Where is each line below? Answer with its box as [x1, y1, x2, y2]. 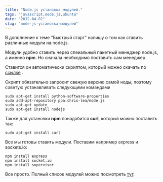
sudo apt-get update [5, 102, 48, 108]
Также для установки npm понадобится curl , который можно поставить [5, 116, 158, 122]
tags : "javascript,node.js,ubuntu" [5, 12, 79, 17]
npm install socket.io [5, 158, 52, 163]
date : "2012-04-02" [5, 16, 45, 21]
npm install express [5, 154, 48, 159]
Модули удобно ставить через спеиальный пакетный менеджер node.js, [5, 49, 158, 55]
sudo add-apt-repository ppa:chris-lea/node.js [5, 98, 105, 103]
